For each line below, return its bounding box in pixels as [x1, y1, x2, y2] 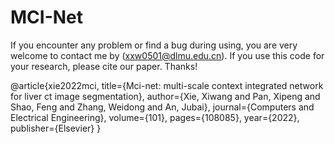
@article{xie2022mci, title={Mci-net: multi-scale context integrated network [10, 79, 324, 91]
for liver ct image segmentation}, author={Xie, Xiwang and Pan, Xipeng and [10, 90, 321, 102]
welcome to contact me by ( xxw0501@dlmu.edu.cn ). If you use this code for [10, 49, 325, 61]
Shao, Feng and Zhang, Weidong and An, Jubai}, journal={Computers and [10, 101, 315, 113]
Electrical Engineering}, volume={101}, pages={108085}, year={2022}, [10, 111, 300, 123]
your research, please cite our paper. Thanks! [10, 60, 198, 72]
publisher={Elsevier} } [10, 122, 102, 134]
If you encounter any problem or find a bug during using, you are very [10, 39, 298, 51]
